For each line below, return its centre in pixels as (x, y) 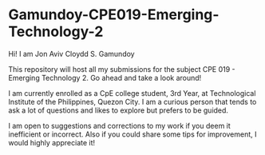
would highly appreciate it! (52, 142)
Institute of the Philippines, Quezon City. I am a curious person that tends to (132, 101)
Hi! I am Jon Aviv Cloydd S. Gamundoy (71, 54)
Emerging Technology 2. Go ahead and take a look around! (105, 77)
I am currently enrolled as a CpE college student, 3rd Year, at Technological (132, 93)
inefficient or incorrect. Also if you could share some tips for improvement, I (132, 134)
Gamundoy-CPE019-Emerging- (114, 15)
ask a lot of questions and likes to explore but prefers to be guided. (119, 110)
